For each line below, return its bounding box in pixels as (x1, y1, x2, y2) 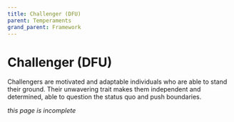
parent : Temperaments (7, 17, 72, 24)
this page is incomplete (7, 106, 76, 115)
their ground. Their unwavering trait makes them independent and (7, 85, 201, 94)
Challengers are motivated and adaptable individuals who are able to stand (7, 77, 228, 86)
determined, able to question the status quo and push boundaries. (7, 93, 202, 101)
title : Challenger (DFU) (7, 10, 81, 18)
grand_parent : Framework (7, 23, 81, 30)
